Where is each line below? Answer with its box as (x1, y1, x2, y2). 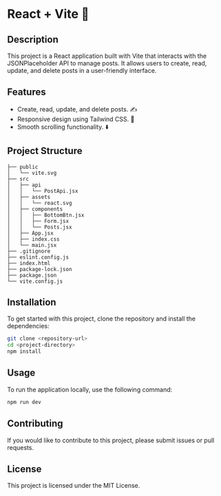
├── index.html (7, 259, 51, 267)
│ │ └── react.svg (7, 200, 72, 206)
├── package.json (7, 272, 57, 279)
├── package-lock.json (7, 266, 72, 272)
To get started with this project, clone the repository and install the (7, 314, 196, 323)
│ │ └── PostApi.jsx (7, 187, 78, 195)
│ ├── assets (7, 193, 51, 200)
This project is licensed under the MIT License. (7, 482, 140, 490)
